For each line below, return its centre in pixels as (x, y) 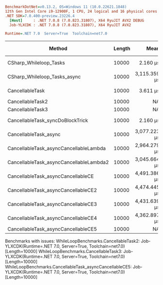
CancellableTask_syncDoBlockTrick (48, 120)
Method (58, 49)
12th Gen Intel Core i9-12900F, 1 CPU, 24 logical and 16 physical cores (81, 11)
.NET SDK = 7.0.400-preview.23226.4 (40, 16)
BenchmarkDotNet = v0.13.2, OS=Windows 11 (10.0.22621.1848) (66, 7)
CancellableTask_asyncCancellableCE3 (52, 204)
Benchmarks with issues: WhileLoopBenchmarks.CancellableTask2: (73, 241)
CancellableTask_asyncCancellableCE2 (52, 190)
